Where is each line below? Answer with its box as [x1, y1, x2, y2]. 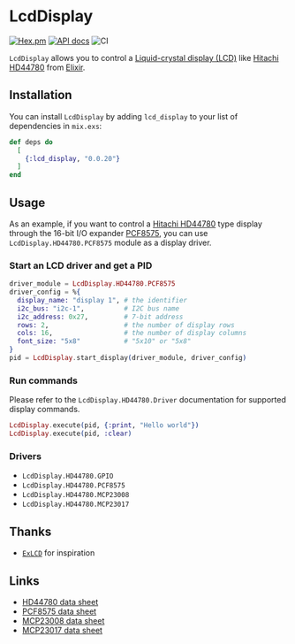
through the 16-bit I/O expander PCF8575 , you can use [9, 227, 208, 238]
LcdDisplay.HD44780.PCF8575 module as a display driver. [9, 237, 212, 248]
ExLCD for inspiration [21, 548, 95, 558]
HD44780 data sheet [21, 596, 99, 607]
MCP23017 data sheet [21, 625, 103, 635]
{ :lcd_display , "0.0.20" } [25, 154, 121, 163]
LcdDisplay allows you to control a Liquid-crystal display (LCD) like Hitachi [9, 52, 280, 63]
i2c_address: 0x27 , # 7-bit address [17, 312, 184, 321]
